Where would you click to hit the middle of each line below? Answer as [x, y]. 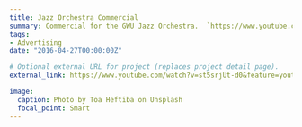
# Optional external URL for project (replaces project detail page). [144, 67]
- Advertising [36, 42]
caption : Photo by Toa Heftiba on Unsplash [100, 99]
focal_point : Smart [54, 108]
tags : [19, 34]
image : [22, 91]
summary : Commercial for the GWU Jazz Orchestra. [104, 26]
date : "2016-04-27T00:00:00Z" [66, 51]
